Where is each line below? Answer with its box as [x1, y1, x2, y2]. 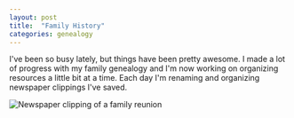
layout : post [9, 12, 58, 22]
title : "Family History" [9, 21, 105, 30]
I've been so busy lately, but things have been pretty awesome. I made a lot [9, 54, 286, 65]
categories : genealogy [9, 29, 93, 38]
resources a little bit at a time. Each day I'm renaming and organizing [9, 73, 260, 83]
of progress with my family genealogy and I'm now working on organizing [9, 63, 279, 74]
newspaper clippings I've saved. [9, 82, 128, 93]
